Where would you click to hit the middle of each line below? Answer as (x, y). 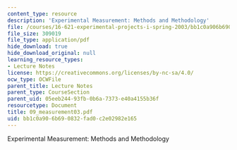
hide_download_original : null (52, 54)
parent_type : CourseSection (49, 92)
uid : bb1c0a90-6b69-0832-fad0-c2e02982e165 (72, 118)
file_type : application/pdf (49, 40)
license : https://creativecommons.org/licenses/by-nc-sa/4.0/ (101, 73)
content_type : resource (42, 14)
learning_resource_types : (45, 60)
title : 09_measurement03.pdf (50, 112)
